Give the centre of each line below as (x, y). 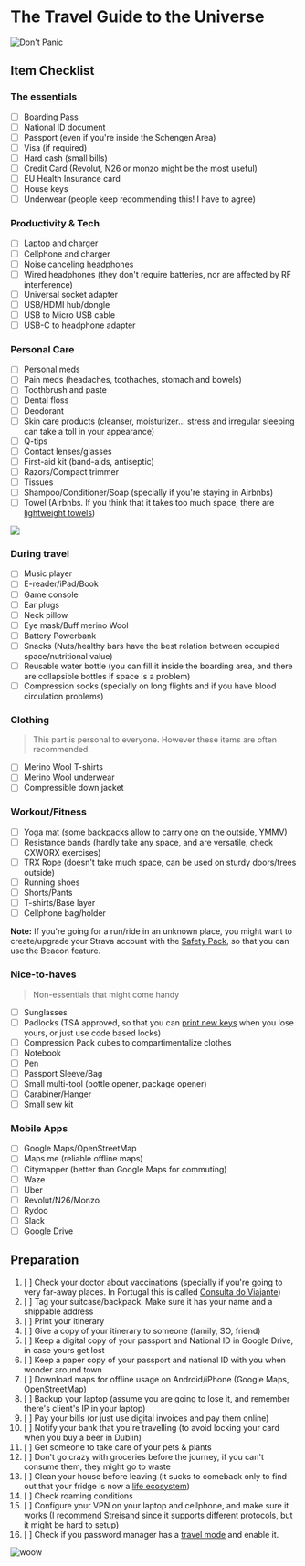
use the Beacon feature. (56, 951)
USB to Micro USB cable (69, 315)
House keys (46, 189)
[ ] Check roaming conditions (78, 1496)
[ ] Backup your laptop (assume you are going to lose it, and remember (157, 1398)
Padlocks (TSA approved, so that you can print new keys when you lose (159, 1022)
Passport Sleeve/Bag (63, 1073)
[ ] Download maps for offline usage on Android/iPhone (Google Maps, (156, 1379)
